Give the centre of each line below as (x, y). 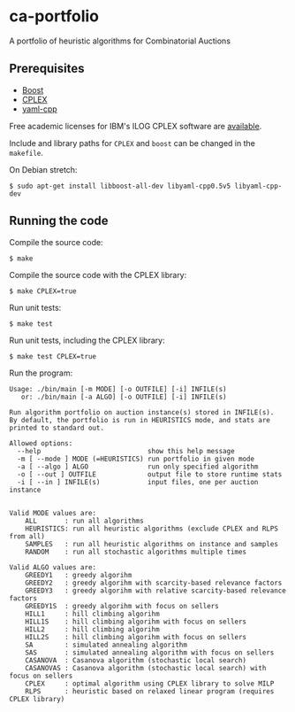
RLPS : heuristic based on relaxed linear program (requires (150, 691)
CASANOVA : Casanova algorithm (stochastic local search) (136, 660)
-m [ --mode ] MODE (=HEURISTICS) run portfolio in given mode (136, 459)
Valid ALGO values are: (53, 567)
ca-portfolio (54, 16)
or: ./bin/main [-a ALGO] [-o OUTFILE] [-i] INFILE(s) (124, 397)
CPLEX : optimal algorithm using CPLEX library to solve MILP (150, 684)
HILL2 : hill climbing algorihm (93, 629)
